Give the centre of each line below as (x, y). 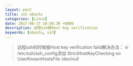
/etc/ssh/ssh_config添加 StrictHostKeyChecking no (69, 53)
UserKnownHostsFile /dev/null (48, 59)
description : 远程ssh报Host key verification (51, 28)
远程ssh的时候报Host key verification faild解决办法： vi (73, 47)
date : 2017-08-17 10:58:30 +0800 (39, 23)
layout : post (18, 10)
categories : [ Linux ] (26, 19)
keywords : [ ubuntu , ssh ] (31, 33)
